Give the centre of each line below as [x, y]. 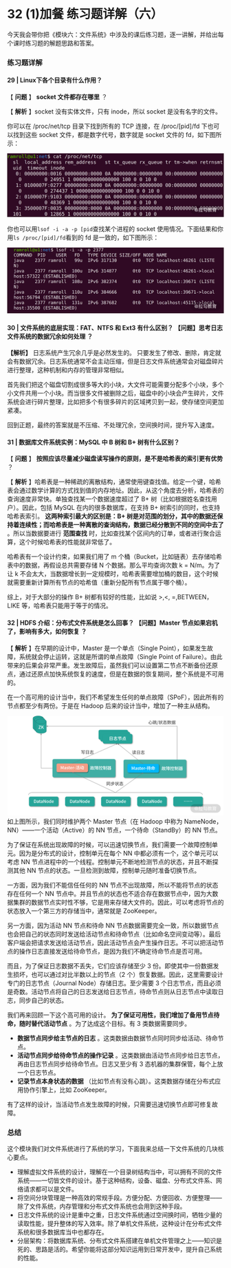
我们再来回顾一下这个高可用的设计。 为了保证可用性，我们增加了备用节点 [110, 1015]
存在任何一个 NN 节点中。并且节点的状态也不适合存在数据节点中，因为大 [110, 894]
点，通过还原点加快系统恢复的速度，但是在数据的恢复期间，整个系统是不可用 [115, 674]
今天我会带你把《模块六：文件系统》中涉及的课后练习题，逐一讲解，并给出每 [115, 34]
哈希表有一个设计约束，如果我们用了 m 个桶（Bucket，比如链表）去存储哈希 [114, 557]
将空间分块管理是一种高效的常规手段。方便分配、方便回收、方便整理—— [119, 1198]
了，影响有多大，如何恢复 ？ [47, 631]
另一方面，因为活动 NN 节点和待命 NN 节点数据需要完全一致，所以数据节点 [113, 925]
